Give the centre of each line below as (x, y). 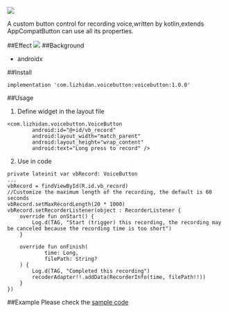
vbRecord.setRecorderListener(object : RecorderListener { (94, 210)
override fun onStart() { (57, 217)
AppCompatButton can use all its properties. (70, 31)
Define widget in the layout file (61, 111)
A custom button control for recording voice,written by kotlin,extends (106, 24)
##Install (20, 72)
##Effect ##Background (46, 45)
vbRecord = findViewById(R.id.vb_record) (68, 186)
